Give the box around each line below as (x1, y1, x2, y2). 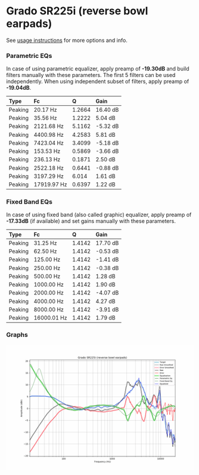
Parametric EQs (6, 51, 52, 60)
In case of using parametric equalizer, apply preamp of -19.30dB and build (6, 65, 189, 72)
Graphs (6, 330, 28, 339)
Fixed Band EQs (6, 197, 52, 206)
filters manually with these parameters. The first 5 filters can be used (6, 72, 176, 79)
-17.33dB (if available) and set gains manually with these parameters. (6, 217, 176, 225)
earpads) (6, 17, 52, 30)
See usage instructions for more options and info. (6, 36, 128, 44)
